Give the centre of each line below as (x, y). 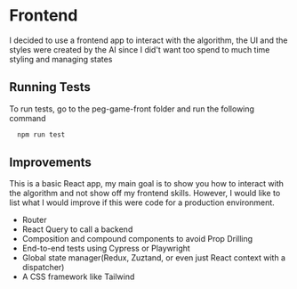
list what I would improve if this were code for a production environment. (142, 202)
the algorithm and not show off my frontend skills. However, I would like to (145, 194)
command (28, 118)
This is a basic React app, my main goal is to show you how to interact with (147, 184)
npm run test (41, 135)
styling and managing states (61, 59)
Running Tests (50, 87)
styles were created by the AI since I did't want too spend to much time (140, 49)
